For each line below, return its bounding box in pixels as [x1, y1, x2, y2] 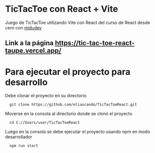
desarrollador [5, 134, 32, 140]
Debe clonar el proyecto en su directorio [5, 93, 87, 99]
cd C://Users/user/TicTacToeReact [9, 120, 80, 125]
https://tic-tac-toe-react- [54, 39, 135, 47]
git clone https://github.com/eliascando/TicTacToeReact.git [9, 102, 137, 107]
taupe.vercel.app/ [5, 46, 61, 55]
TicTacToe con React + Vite [5, 3, 118, 15]
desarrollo [5, 77, 48, 87]
